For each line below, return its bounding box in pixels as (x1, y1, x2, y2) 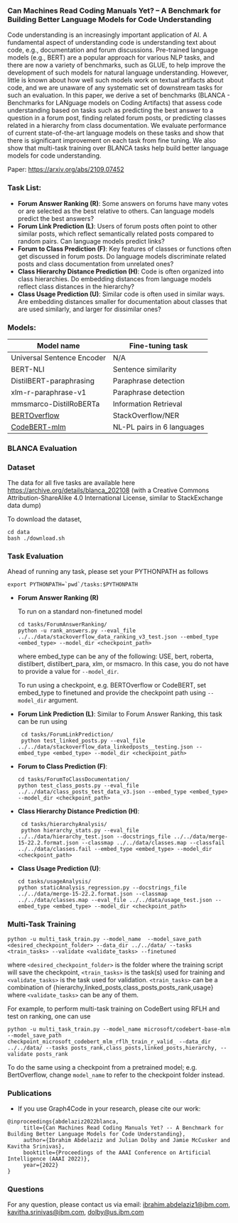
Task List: (7, 183, 42, 193)
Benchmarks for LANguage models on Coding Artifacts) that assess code (7, 99, 222, 107)
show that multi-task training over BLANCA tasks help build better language (7, 144, 229, 153)
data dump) (7, 501, 41, 510)
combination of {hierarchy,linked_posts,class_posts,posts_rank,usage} (7, 983, 214, 991)
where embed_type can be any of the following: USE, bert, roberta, (17, 652, 214, 661)
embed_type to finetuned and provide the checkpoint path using (17, 688, 206, 697)
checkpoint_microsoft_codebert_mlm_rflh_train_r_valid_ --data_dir (7, 1038, 212, 1045)
